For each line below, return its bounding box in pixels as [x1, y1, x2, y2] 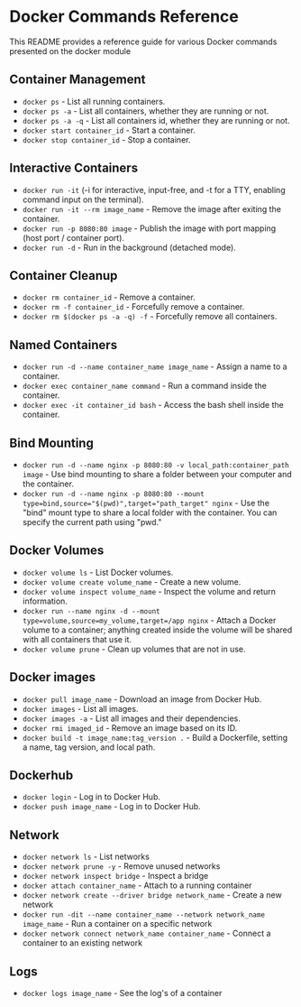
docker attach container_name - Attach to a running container [22, 880, 252, 891]
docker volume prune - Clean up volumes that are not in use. [22, 643, 246, 654]
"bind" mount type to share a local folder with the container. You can [22, 507, 278, 518]
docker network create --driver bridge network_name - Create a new [22, 890, 282, 901]
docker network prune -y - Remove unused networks [22, 861, 221, 872]
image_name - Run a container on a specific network [22, 919, 213, 929]
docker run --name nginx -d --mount [22, 606, 160, 615]
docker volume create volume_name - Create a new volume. [22, 576, 242, 587]
